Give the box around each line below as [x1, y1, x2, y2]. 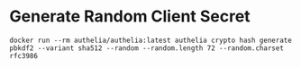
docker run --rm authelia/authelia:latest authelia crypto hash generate [9, 36, 293, 45]
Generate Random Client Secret [9, 6, 251, 27]
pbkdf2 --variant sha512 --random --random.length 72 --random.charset [9, 43, 284, 53]
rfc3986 [9, 51, 39, 60]
